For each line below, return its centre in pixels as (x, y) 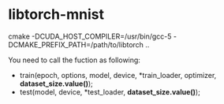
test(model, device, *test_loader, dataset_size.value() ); (110, 91)
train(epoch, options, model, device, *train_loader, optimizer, (118, 75)
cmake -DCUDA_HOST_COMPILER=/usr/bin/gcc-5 (90, 36)
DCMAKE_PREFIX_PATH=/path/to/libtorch (76, 44)
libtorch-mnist (56, 15)
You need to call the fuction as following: (74, 60)
